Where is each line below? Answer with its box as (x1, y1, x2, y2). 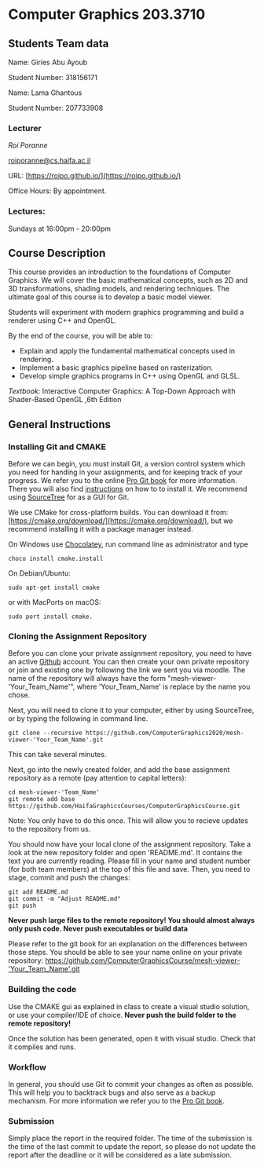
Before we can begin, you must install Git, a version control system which (8, 459, 246, 469)
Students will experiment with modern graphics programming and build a (8, 308, 244, 317)
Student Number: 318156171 (8, 73, 98, 82)
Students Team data (8, 37, 109, 50)
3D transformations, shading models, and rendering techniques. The (8, 284, 230, 294)
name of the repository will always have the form (8, 674, 167, 683)
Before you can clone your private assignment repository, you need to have (8, 649, 252, 658)
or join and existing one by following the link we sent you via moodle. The (8, 665, 246, 675)
